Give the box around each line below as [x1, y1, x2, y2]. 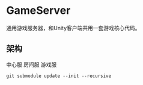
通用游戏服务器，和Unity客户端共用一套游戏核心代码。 [6, 24, 141, 31]
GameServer [6, 4, 71, 17]
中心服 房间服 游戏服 [6, 61, 57, 68]
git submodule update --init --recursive [6, 73, 112, 79]
